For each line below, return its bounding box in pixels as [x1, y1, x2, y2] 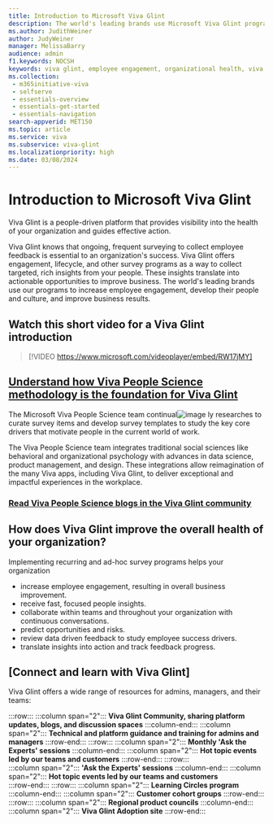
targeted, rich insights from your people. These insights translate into [8, 268, 240, 277]
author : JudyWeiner [8, 34, 75, 43]
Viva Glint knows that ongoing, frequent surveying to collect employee [8, 242, 244, 252]
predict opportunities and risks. [19, 624, 126, 634]
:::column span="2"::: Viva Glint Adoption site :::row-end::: [8, 806, 206, 816]
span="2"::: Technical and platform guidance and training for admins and [8, 729, 259, 739]
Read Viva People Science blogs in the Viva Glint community [8, 497, 252, 508]
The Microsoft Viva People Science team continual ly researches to [8, 409, 262, 419]
